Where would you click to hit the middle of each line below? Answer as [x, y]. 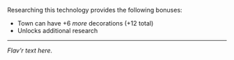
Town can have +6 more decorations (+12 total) [85, 23]
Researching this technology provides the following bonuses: [95, 10]
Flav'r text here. [30, 50]
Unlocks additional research [57, 31]
